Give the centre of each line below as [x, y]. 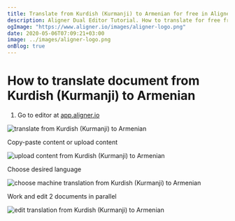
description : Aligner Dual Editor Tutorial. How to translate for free [114, 20]
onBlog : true [26, 46]
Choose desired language [44, 169]
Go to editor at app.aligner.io [58, 115]
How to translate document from [104, 81]
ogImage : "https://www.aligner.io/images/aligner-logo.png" [97, 27]
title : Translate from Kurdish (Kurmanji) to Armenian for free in [108, 14]
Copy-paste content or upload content [63, 142]
